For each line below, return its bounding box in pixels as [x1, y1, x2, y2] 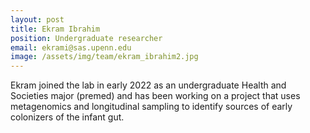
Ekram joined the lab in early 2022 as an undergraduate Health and [10, 79, 287, 91]
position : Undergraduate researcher [10, 33, 163, 43]
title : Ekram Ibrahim [10, 24, 101, 34]
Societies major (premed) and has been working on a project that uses [10, 90, 301, 102]
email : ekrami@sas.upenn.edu [10, 42, 132, 53]
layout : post [10, 14, 65, 25]
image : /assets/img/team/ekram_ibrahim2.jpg [10, 52, 199, 62]
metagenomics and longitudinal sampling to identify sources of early [10, 101, 293, 113]
